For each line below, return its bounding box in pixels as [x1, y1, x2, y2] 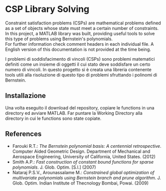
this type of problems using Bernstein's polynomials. [5, 36, 113, 42]
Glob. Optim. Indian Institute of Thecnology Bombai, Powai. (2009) [12, 180, 149, 186]
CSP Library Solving [5, 3, 89, 15]
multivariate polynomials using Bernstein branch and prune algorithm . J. [12, 175, 162, 181]
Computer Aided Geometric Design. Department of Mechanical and [12, 148, 151, 154]
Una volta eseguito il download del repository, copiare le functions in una [5, 104, 155, 110]
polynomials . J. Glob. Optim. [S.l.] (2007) [12, 164, 96, 170]
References [5, 130, 42, 138]
